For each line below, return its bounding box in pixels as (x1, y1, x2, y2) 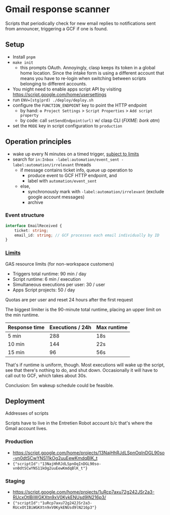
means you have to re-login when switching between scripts (20, 75, 146, 81)
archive (27, 199, 44, 205)
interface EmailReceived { (5, 223, 62, 228)
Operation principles (5, 138, 72, 146)
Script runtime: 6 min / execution (12, 276, 81, 282)
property (20, 113, 39, 118)
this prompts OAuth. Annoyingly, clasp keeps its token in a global (20, 64, 156, 70)
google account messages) (27, 194, 85, 200)
